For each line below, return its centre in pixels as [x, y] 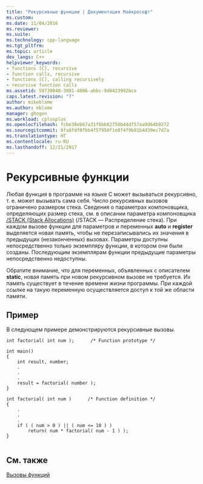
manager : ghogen [27, 113]
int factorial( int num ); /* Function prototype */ [81, 341]
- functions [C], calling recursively [55, 79]
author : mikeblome [29, 102]
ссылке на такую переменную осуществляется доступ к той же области [101, 289]
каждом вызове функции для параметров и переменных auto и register [99, 226]
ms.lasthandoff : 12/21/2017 [42, 147]
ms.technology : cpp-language [43, 40]
